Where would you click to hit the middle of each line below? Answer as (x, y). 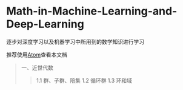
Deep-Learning (45, 24)
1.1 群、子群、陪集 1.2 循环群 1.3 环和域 (84, 80)
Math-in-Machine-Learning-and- (92, 11)
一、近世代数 (37, 67)
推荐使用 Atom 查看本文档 (37, 54)
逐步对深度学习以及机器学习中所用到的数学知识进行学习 (75, 41)
